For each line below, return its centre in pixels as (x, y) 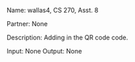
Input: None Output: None (44, 51)
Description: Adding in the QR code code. (67, 37)
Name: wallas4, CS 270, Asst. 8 (53, 10)
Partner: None (27, 24)
